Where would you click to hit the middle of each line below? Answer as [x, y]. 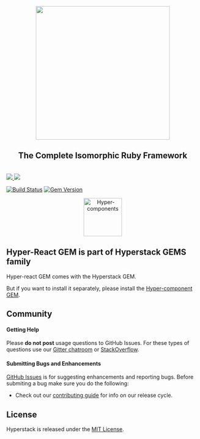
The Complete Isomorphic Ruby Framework [103, 156]
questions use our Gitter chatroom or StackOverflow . [73, 350]
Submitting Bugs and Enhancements [54, 363]
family [19, 262]
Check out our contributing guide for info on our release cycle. [94, 395]
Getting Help [23, 329]
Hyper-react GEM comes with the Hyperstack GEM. [71, 276]
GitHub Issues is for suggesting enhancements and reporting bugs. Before [100, 377]
